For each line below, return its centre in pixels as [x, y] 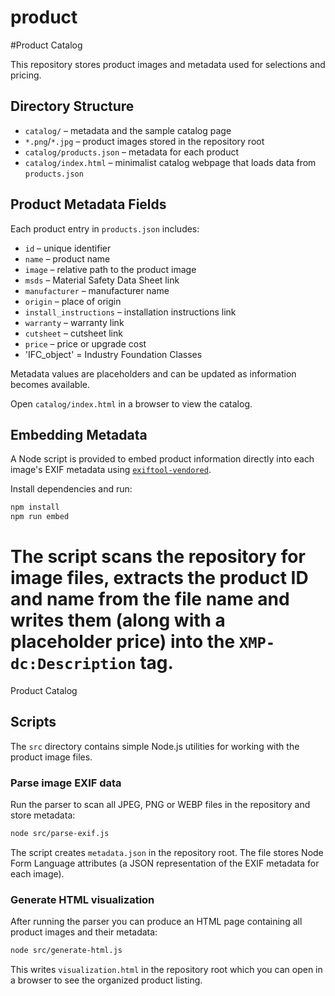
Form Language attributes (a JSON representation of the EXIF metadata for [165, 863]
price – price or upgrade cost [85, 343]
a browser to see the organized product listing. [106, 980]
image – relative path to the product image [110, 269]
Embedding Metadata [79, 434]
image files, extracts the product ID [159, 578]
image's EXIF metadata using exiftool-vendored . [111, 470]
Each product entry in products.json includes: [105, 228]
